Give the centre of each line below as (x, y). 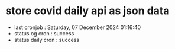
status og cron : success (44, 33)
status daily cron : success (47, 40)
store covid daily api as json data (87, 11)
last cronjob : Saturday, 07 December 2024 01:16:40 (77, 27)
